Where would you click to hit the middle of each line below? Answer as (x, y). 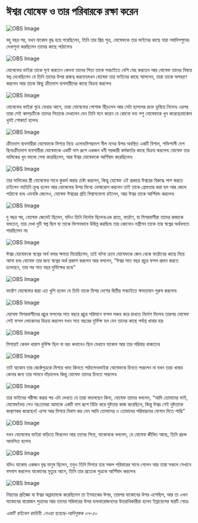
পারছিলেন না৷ (17, 230)
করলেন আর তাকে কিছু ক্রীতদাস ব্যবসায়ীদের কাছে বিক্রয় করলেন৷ (59, 83)
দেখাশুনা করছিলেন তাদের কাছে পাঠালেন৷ (39, 46)
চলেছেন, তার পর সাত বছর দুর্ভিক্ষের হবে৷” (41, 267)
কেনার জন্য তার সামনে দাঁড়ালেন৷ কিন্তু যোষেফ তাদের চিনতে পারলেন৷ (62, 374)
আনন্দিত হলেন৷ (19, 441)
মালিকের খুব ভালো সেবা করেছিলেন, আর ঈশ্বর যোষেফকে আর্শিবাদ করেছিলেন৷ (69, 157)
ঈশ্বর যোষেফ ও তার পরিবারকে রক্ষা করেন (72, 12)
